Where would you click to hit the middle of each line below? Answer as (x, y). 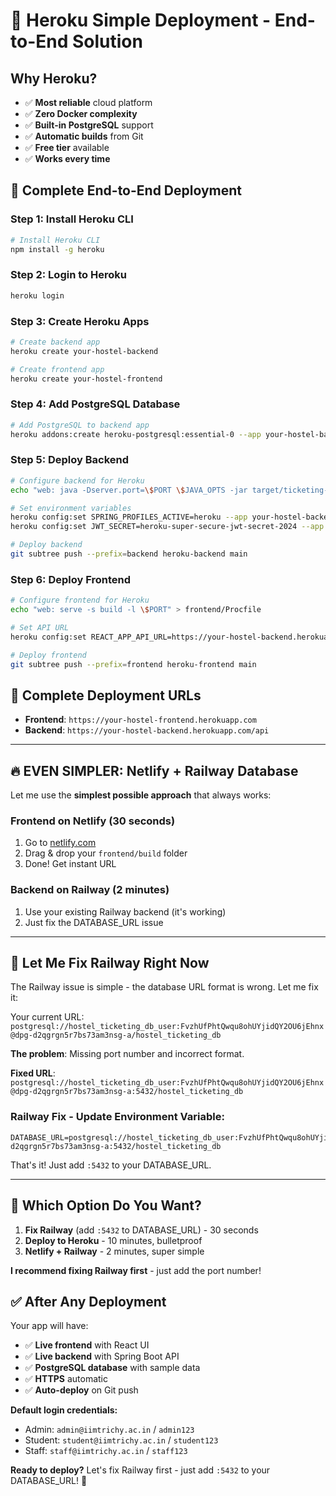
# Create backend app (55, 342)
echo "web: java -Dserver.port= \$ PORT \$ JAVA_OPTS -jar (129, 490)
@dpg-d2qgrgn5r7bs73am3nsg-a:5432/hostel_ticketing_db (127, 1092)
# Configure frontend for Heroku (80, 600)
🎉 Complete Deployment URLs (106, 695)
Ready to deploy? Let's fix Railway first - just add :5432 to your (140, 1470)
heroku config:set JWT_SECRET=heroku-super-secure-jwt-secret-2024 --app (167, 527)
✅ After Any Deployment (88, 1301)
